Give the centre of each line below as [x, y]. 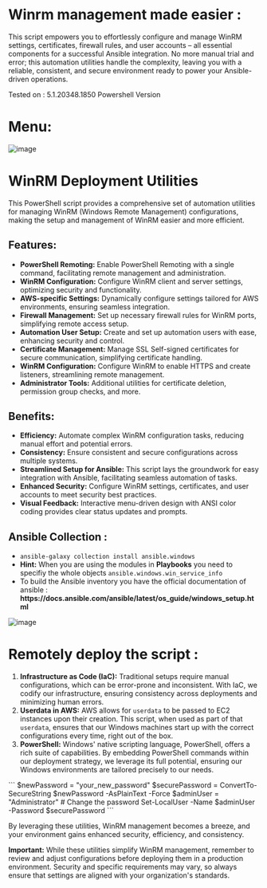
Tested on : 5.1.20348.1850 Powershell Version [84, 94]
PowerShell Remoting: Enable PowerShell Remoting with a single [127, 264]
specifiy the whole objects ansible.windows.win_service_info [121, 573]
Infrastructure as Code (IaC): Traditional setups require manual [124, 677]
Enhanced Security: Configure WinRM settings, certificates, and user [134, 486]
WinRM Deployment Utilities [104, 181]
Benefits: [31, 416]
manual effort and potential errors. [76, 444]
